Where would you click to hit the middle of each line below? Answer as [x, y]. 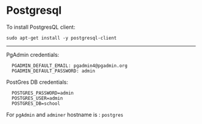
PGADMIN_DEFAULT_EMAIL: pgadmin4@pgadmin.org [70, 66]
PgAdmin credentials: [33, 55]
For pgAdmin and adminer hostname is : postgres [65, 114]
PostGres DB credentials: [37, 82]
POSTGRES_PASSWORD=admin [43, 93]
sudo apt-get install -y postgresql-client [62, 38]
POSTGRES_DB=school [36, 103]
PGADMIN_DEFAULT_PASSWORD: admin [54, 71]
